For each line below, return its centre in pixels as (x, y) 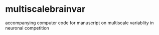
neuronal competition (27, 28)
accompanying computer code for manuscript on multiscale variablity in (79, 23)
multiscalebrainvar (45, 9)
